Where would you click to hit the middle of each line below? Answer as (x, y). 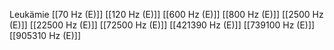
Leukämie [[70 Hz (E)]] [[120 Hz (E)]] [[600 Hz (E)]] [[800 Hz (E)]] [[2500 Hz (166, 14)
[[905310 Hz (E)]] (45, 35)
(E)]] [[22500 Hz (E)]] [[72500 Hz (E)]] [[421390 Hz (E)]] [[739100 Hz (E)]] (162, 25)
